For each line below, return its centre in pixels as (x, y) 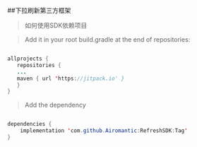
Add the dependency (55, 105)
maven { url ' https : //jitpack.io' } (71, 78)
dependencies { (30, 124)
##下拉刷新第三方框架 (39, 10)
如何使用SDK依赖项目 (56, 25)
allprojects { (28, 59)
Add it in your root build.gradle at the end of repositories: (107, 40)
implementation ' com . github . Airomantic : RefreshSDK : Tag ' (104, 131)
